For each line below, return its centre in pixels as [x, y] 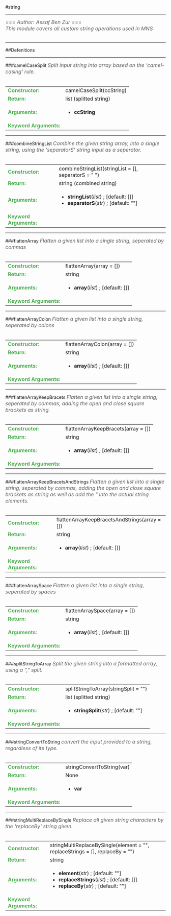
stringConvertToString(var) [98, 767]
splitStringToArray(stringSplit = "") [106, 689]
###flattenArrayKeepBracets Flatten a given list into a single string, [81, 397]
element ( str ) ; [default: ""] [90, 873]
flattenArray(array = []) [93, 266]
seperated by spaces [31, 592]
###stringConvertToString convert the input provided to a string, [79, 742]
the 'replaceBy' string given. [39, 826]
